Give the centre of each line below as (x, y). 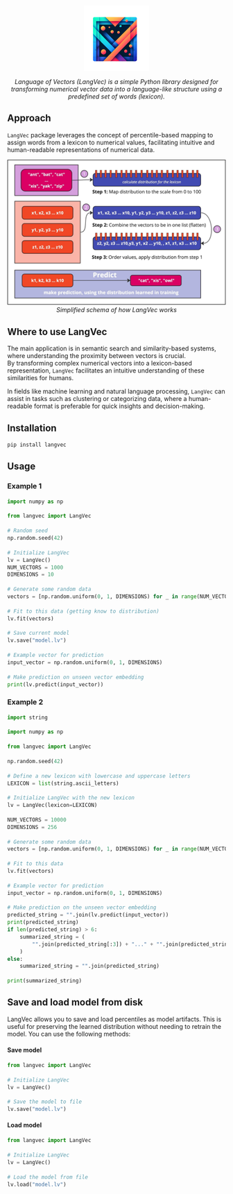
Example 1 (25, 486)
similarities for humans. (41, 378)
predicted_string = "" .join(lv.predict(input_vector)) (88, 915)
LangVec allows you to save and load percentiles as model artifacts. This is (114, 1019)
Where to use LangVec (57, 332)
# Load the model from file (48, 1177)
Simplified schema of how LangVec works (116, 310)
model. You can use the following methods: (69, 1034)
